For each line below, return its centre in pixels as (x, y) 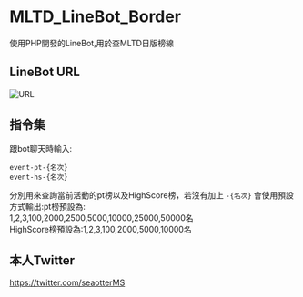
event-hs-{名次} (39, 177)
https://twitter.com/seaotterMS (67, 282)
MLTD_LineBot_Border (96, 17)
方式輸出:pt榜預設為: (48, 206)
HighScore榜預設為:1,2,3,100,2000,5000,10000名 (101, 229)
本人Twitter (42, 260)
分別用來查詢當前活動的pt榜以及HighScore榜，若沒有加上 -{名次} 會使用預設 (151, 195)
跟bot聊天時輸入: (41, 148)
